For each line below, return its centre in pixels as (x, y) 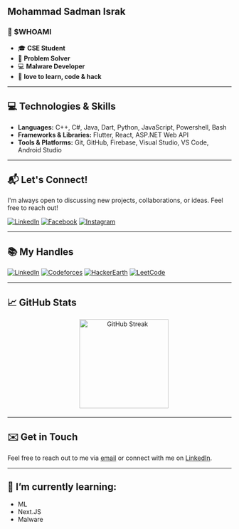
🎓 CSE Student (41, 48)
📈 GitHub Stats (42, 302)
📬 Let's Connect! (48, 180)
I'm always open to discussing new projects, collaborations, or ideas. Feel (116, 200)
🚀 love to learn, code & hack (59, 76)
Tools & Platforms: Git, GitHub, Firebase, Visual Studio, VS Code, (113, 142)
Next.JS (29, 511)
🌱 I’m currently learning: (62, 487)
